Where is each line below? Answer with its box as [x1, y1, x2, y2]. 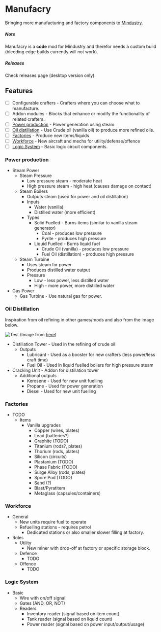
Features [5, 87, 33, 95]
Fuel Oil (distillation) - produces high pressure [41, 251, 134, 257]
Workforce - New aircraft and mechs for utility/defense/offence [12, 138, 140, 144]
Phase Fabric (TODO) [34, 464, 78, 470]
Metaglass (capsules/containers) [34, 491, 101, 496]
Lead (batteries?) [34, 433, 69, 439]
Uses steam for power [27, 262, 72, 268]
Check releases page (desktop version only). [5, 72, 96, 78]
